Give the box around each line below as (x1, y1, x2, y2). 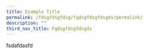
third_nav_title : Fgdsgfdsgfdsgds (6, 25, 93, 32)
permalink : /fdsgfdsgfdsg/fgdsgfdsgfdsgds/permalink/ (6, 14, 144, 20)
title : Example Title (6, 8, 60, 15)
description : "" (6, 20, 47, 26)
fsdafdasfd (6, 42, 33, 49)
